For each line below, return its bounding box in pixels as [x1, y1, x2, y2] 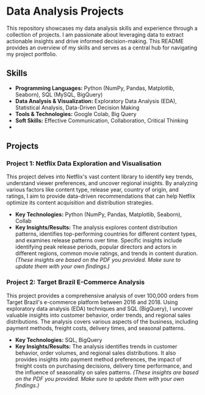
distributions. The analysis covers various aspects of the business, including [6, 317, 198, 325]
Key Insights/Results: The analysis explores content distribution [15, 224, 178, 231]
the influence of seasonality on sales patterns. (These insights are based [15, 368, 199, 376]
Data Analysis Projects [6, 4, 124, 18]
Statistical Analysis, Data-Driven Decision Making [15, 104, 140, 111]
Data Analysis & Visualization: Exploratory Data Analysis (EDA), [15, 97, 177, 104]
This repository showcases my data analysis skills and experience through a [6, 24, 198, 32]
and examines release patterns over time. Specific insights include [15, 237, 182, 244]
